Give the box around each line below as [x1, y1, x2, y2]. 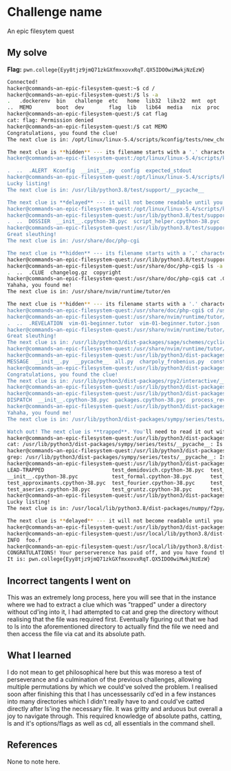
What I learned [7, 650, 71, 662]
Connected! [7, 78, 38, 85]
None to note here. [7, 757, 60, 765]
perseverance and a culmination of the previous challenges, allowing [7, 675, 202, 684]
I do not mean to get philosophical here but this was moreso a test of [7, 668, 202, 676]
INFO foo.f [7, 536, 41, 544]
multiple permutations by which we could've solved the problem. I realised [7, 682, 218, 690]
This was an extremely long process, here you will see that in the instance [7, 593, 217, 601]
